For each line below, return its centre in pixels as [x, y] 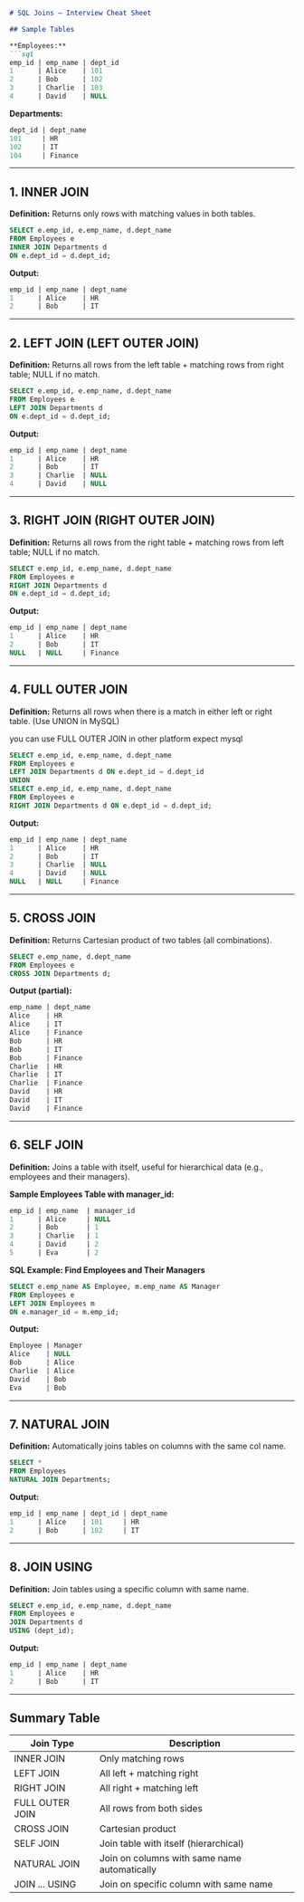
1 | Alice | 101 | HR [75, 1522]
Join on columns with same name [171, 1859]
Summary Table [55, 1719]
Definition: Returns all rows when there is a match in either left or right [141, 712]
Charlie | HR [36, 1066]
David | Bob [38, 1379]
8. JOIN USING [51, 1567]
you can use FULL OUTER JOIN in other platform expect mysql [126, 739]
